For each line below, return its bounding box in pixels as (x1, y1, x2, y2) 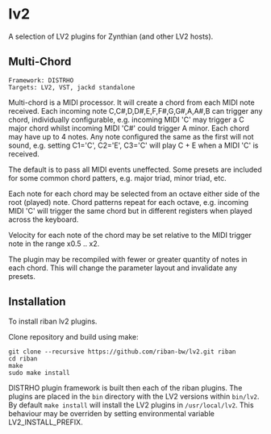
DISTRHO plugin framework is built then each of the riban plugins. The (8, 382, 243, 392)
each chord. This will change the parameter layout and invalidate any (8, 263, 238, 273)
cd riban (8, 354, 38, 363)
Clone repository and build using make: (8, 332, 139, 341)
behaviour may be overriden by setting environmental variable (8, 408, 215, 418)
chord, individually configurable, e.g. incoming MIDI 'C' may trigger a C (8, 115, 244, 124)
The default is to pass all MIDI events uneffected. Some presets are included (8, 165, 262, 174)
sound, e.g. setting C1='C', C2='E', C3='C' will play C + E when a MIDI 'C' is (8, 140, 259, 150)
